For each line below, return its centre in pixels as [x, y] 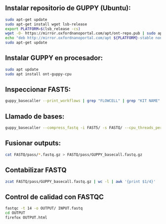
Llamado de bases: [35, 116]
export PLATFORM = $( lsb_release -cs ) [43, 29]
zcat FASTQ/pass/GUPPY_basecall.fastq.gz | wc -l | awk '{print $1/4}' [80, 181]
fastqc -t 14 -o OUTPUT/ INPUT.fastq [44, 208]
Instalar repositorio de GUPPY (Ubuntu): [68, 8]
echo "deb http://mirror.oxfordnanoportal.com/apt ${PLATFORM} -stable [79, 38]
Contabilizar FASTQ [36, 170]
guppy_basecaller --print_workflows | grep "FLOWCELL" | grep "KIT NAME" [83, 101]
